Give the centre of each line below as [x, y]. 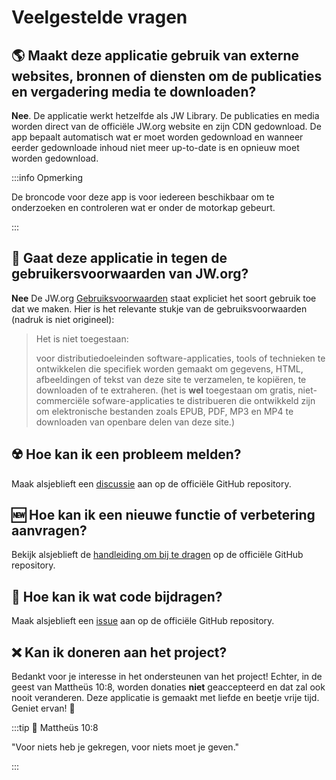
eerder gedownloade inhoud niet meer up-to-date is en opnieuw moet [155, 147]
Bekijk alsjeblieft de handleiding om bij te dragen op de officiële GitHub [157, 555]
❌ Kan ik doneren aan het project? [119, 652]
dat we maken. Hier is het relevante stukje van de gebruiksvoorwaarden [159, 308]
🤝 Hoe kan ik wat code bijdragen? [117, 596]
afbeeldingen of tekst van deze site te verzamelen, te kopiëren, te [171, 379]
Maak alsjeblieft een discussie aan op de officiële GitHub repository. [151, 483]
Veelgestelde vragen [99, 17]
